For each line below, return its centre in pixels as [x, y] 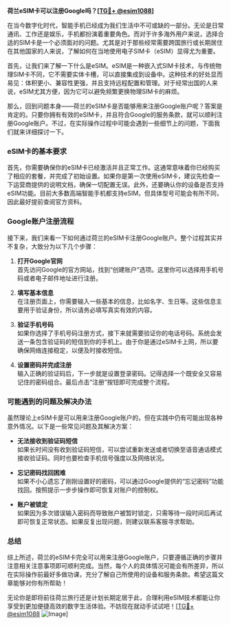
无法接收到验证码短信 [47, 441]
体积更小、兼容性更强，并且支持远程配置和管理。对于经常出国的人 [118, 83]
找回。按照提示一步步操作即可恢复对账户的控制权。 [89, 490]
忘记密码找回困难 [41, 473]
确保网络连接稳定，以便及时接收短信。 [71, 350]
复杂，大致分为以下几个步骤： [55, 246]
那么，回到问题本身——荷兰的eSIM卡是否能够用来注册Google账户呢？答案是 [115, 106]
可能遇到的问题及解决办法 [49, 401]
